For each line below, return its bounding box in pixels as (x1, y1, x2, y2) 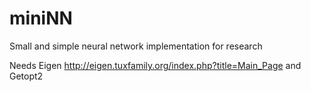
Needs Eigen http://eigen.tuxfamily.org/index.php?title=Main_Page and (9, 59, 302, 71)
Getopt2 (9, 70, 44, 82)
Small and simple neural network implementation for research (9, 40, 263, 52)
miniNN (9, 7, 73, 30)
